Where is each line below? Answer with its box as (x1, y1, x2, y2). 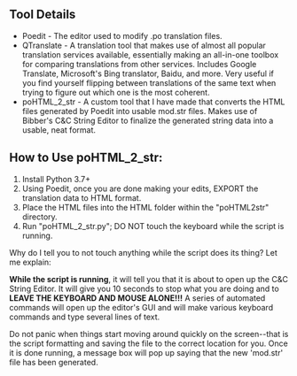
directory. (21, 211, 58, 222)
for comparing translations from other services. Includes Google (21, 58, 257, 69)
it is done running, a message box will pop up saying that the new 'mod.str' (9, 347, 284, 357)
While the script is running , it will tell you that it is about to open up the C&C (9, 273, 288, 284)
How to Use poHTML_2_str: (9, 150, 163, 165)
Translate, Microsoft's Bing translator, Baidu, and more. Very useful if (21, 68, 275, 79)
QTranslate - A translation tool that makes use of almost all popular (21, 40, 266, 50)
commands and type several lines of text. (9, 311, 160, 322)
